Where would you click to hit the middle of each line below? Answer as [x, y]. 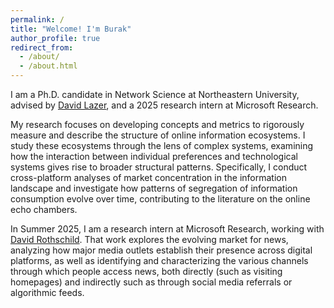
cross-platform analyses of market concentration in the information [148, 177]
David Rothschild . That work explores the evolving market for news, [149, 239]
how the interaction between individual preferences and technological [154, 156]
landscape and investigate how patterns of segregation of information [154, 188]
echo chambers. [44, 209]
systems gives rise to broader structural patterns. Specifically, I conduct [159, 167]
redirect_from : [42, 47]
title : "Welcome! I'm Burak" [71, 29]
